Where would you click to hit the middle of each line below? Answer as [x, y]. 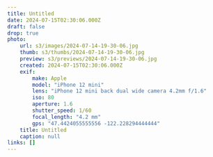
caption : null [40, 136]
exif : [28, 72]
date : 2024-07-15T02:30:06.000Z [54, 20]
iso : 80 [43, 98]
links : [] [22, 143]
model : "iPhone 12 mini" [68, 85]
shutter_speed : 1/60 [62, 110]
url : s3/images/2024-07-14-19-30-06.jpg [79, 46]
